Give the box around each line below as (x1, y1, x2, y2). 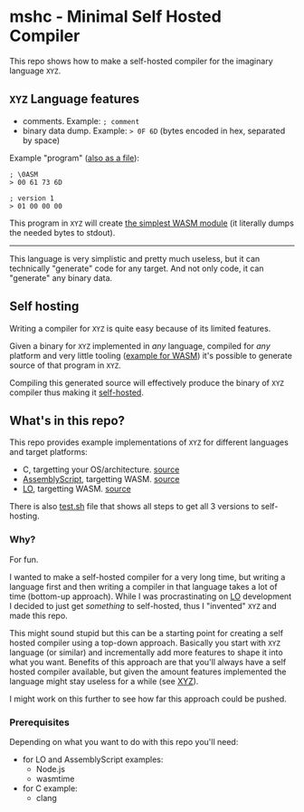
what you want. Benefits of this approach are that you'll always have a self (9, 656, 287, 667)
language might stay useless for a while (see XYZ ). (9, 675, 199, 686)
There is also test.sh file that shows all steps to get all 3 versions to (9, 501, 260, 512)
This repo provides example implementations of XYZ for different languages (9, 437, 290, 448)
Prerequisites (9, 716, 70, 729)
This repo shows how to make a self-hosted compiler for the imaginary (9, 55, 273, 66)
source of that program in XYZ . (9, 360, 122, 371)
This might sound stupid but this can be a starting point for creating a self (9, 627, 283, 638)
